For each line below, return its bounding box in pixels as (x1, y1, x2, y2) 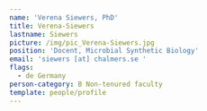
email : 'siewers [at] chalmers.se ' (9, 55, 147, 64)
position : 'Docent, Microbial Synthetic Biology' (9, 47, 200, 55)
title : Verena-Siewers (9, 21, 94, 30)
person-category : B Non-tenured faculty (9, 80, 164, 89)
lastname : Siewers (9, 30, 78, 38)
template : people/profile (9, 88, 106, 97)
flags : (9, 64, 34, 73)
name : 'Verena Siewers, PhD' (9, 13, 119, 22)
